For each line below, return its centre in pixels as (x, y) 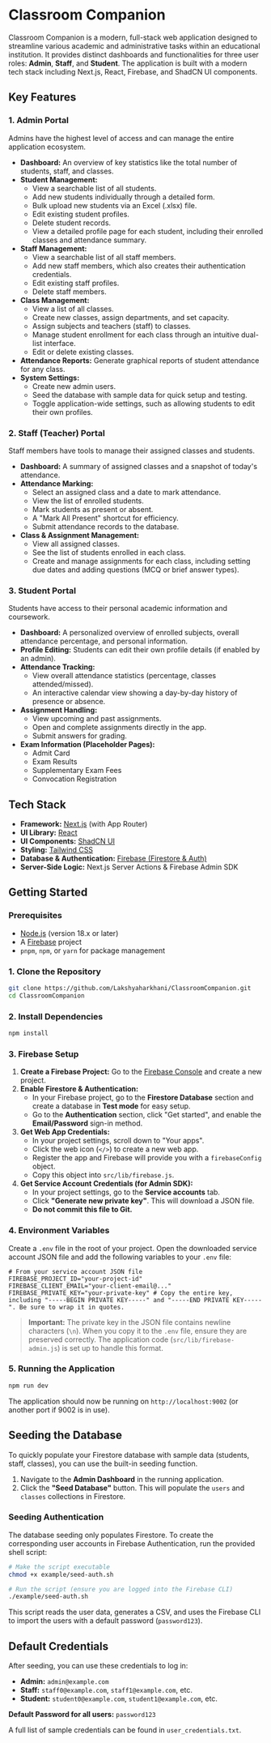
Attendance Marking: (57, 483)
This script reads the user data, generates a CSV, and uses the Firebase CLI (135, 1612)
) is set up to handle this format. (110, 1348)
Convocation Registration (74, 779)
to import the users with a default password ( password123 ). (106, 1621)
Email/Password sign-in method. (87, 1123)
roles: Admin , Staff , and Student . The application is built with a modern (128, 63)
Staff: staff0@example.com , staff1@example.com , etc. (106, 1690)
